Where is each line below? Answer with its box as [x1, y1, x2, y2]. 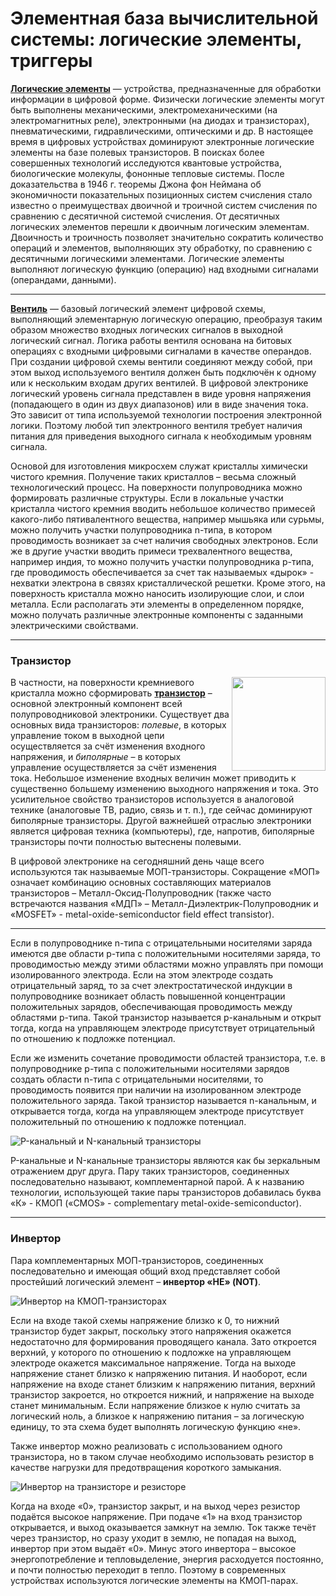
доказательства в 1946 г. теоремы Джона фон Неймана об [10, 178, 262, 190]
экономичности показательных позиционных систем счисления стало [10, 188, 313, 201]
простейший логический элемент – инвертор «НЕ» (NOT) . [10, 1275, 262, 1287]
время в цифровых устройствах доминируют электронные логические [10, 135, 315, 147]
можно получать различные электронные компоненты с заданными [10, 608, 304, 621]
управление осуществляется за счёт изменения [10, 762, 217, 774]
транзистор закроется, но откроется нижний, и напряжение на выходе [10, 1388, 315, 1401]
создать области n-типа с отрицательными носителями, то [10, 1073, 264, 1086]
